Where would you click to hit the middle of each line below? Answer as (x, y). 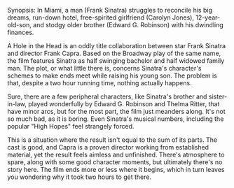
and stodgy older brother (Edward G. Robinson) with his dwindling (128, 25)
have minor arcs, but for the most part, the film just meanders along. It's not (116, 111)
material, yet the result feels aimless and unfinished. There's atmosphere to (116, 154)
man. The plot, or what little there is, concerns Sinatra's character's (104, 68)
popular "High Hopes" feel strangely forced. (71, 126)
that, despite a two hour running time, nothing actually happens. (99, 83)
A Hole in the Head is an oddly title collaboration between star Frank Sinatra (117, 46)
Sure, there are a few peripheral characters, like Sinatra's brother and (107, 96)
